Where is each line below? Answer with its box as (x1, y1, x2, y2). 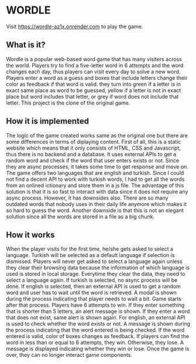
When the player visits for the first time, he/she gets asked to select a (6, 245, 174, 252)
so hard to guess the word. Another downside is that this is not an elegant (6, 207, 184, 214)
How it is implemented (6, 116, 90, 126)
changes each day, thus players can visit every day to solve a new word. (6, 68, 181, 75)
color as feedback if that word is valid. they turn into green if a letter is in (6, 80, 181, 87)
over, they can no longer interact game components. (6, 352, 133, 359)
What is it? (6, 40, 46, 50)
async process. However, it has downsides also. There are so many (6, 194, 169, 201)
